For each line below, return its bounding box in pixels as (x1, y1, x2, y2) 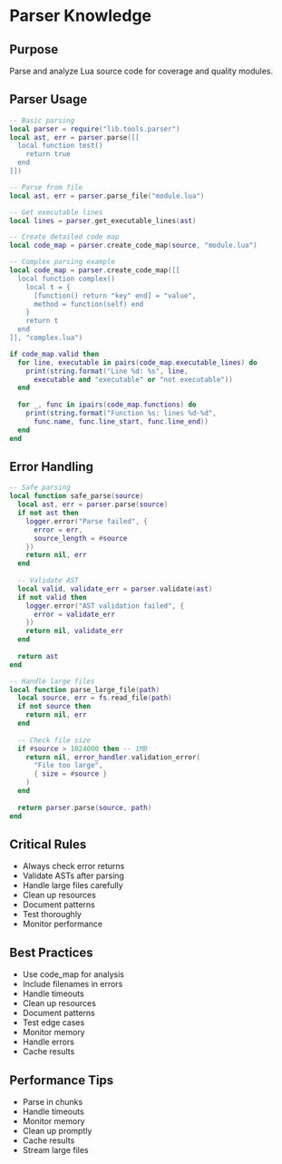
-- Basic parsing (9, 115, 75, 125)
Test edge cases (22, 1017, 85, 1028)
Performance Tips (9, 1072, 114, 1088)
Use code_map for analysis (22, 969, 125, 980)
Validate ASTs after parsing (22, 870, 125, 881)
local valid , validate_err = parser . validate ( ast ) (17, 584, 213, 593)
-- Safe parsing (9, 483, 71, 493)
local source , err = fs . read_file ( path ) (17, 693, 172, 703)
